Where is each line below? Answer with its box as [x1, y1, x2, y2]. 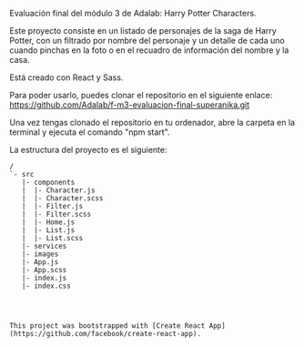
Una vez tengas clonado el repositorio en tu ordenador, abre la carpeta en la [9, 117, 296, 128]
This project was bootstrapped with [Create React [9, 321, 206, 331]
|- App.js [21, 258, 59, 267]
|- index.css [21, 281, 71, 291]
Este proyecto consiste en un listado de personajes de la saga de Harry [9, 26, 278, 36]
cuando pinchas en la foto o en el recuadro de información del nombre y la [9, 45, 289, 56]
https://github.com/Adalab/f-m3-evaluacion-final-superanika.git [9, 99, 250, 110]
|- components [21, 178, 76, 187]
